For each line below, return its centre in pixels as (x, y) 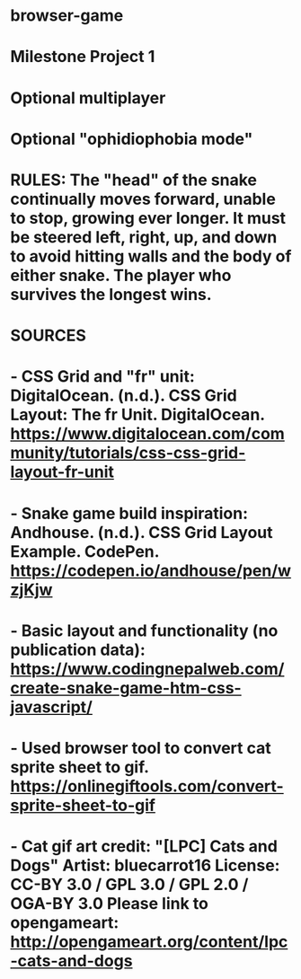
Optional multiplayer (88, 97)
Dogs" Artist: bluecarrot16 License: (145, 865)
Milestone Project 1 (83, 57)
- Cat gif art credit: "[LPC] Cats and (144, 847)
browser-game (67, 16)
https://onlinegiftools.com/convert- (147, 786)
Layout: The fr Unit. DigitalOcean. (137, 415)
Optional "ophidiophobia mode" (132, 139)
